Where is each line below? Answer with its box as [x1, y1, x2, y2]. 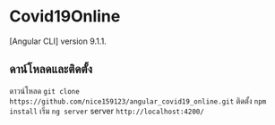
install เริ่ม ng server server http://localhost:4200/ [9, 105, 204, 116]
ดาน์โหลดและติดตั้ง [9, 62, 92, 77]
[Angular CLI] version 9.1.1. [9, 36, 107, 46]
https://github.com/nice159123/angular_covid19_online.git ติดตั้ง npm [9, 96, 267, 106]
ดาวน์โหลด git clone [9, 85, 81, 96]
